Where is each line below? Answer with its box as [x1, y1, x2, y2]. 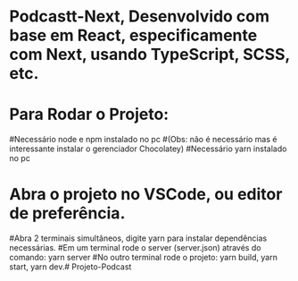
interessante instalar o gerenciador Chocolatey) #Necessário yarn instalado [9, 143, 287, 154]
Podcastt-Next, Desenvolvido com [9, 6, 270, 27]
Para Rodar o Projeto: [9, 105, 170, 124]
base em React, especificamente [9, 25, 258, 46]
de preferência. [9, 203, 126, 224]
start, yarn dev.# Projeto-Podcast [9, 261, 132, 272]
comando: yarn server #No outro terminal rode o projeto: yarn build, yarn [9, 252, 278, 263]
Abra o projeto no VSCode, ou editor [9, 184, 283, 205]
